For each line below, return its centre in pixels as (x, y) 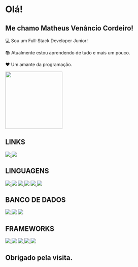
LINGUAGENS (27, 171)
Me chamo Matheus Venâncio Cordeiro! (69, 28)
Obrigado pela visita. (39, 258)
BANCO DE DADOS (36, 200)
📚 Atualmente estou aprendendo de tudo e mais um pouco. (68, 53)
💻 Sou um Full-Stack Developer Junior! (46, 41)
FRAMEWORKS (30, 229)
